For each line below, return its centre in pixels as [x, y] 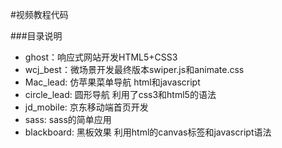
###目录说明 [36, 36]
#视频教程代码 [39, 14]
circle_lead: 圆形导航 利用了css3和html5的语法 [120, 94]
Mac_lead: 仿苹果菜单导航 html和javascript [112, 82]
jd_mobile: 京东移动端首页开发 [86, 107]
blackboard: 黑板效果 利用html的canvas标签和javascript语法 [148, 132]
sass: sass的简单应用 [68, 119]
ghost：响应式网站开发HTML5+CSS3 [101, 57]
